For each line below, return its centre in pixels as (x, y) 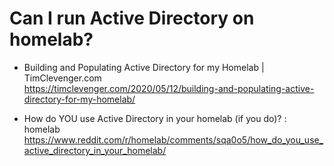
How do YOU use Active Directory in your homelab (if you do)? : (155, 118)
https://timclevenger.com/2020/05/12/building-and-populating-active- (169, 88)
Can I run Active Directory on (132, 18)
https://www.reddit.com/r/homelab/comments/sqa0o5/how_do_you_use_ (173, 139)
